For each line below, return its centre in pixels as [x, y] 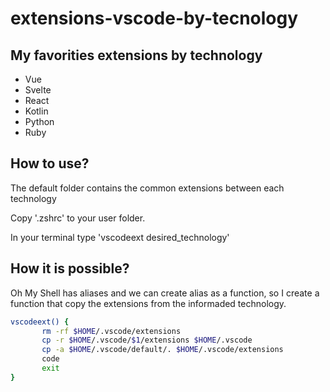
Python [39, 121]
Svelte [38, 90]
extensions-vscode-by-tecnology [154, 18]
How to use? [50, 163]
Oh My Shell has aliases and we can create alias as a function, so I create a [165, 293]
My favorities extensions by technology [136, 55]
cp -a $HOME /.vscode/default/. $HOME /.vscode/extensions [162, 350]
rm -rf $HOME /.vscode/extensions [111, 331]
